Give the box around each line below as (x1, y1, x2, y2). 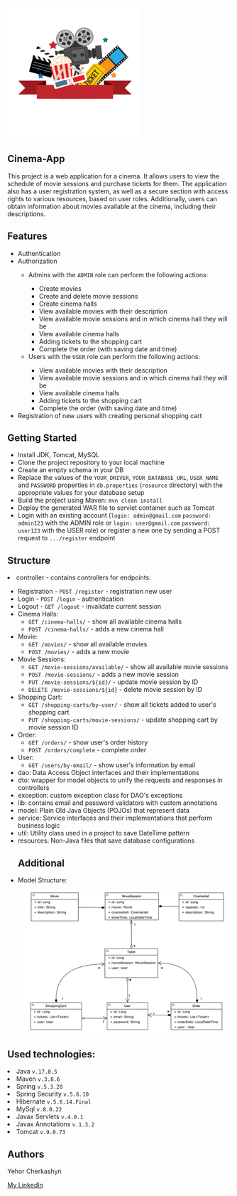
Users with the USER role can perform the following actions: (28, 352, 201, 361)
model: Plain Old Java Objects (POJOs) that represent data (17, 806, 190, 815)
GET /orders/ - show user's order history (28, 738, 148, 747)
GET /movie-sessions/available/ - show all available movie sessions (28, 663, 229, 671)
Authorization (17, 257, 58, 265)
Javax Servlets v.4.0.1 (16, 1112, 84, 1121)
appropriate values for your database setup (17, 488, 145, 497)
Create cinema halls (38, 299, 97, 308)
